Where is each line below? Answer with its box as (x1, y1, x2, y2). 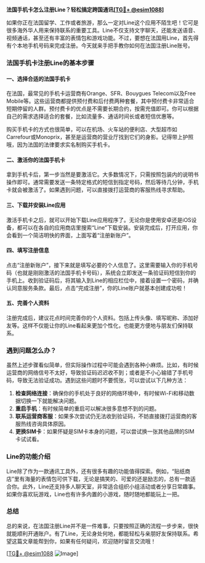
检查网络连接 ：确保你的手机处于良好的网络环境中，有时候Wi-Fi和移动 (15, 390, 190, 397)
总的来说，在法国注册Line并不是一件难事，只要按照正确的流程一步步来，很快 (6, 522, 199, 529)
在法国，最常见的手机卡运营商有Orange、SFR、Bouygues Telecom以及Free (6, 90, 196, 97)
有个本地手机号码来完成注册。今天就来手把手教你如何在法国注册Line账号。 (6, 42, 193, 49)
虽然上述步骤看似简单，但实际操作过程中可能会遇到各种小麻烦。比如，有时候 (6, 361, 199, 369)
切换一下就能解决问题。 (20, 397, 80, 405)
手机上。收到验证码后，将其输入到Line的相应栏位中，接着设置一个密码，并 (6, 277, 193, 284)
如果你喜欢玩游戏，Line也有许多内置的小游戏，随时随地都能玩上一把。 (6, 490, 183, 498)
